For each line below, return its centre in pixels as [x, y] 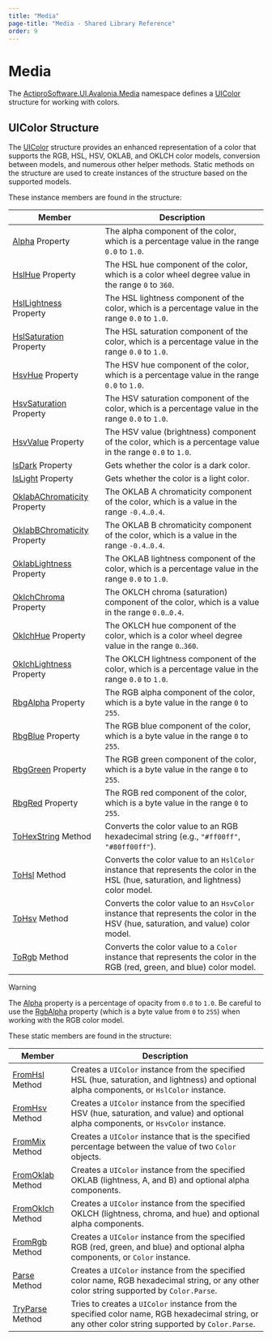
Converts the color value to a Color [171, 947]
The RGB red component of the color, [176, 793]
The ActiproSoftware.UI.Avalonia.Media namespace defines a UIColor [125, 93]
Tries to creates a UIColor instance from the [154, 1304]
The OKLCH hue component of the [170, 625]
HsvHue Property [45, 376]
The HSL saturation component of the [176, 332]
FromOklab [34, 1175]
